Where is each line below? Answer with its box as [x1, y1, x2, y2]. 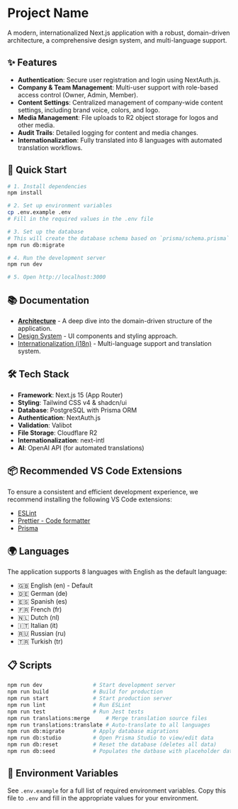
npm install [7, 190, 42, 197]
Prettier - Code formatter [17, 516, 91, 525]
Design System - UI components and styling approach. [17, 332, 178, 340]
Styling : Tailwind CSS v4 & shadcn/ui [17, 398, 127, 406]
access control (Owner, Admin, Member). [17, 90, 138, 99]
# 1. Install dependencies [7, 183, 87, 190]
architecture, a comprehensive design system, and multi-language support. [7, 36, 227, 44]
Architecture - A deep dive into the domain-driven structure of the [17, 317, 212, 325]
